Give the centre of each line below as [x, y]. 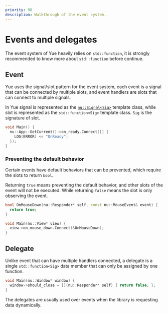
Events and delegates [51, 40]
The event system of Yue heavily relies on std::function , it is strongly [77, 53]
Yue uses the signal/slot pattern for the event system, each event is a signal [83, 87]
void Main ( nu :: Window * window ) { [40, 280]
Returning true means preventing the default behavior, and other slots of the [84, 185]
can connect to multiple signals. [38, 98]
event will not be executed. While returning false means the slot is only [79, 190]
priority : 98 [19, 10]
